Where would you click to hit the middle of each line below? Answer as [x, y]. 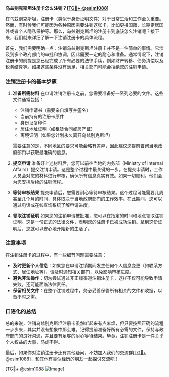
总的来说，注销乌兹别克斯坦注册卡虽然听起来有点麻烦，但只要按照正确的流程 [84, 323]
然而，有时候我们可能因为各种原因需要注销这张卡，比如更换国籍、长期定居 [82, 25]
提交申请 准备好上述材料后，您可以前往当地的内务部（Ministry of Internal [88, 163]
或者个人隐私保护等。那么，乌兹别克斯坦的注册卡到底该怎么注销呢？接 [82, 31]
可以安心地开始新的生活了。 [63, 229]
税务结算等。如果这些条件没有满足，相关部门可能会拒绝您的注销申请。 [78, 67]
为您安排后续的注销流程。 [39, 182]
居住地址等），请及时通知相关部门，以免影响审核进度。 [78, 272]
